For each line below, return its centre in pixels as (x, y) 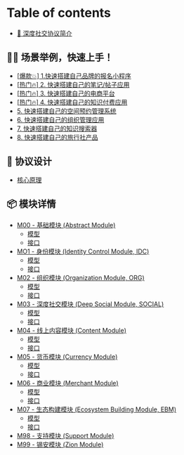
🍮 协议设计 (29, 162)
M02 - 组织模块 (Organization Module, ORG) (80, 278)
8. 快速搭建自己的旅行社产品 (58, 137)
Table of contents (59, 13)
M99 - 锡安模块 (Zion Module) (60, 444)
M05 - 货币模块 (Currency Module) (67, 357)
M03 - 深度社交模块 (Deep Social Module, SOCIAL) (90, 304)
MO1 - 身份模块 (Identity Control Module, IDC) (83, 251)
